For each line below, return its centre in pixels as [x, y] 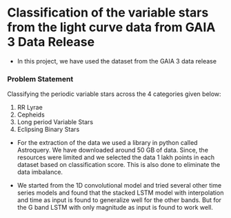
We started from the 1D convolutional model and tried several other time [119, 186]
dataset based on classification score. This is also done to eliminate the [119, 165]
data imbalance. [40, 172]
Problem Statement [40, 79]
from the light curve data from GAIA [111, 27]
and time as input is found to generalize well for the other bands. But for [119, 200]
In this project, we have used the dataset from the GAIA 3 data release [117, 61]
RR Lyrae [30, 108]
